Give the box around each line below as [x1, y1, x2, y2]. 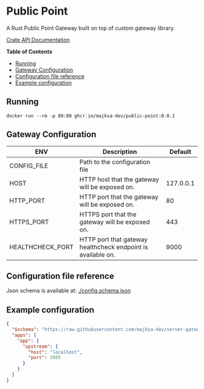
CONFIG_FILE [9, 161, 49, 170]
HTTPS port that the [79, 210, 137, 218]
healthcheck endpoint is [79, 243, 148, 251]
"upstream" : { [22, 343, 59, 349]
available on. [79, 250, 115, 259]
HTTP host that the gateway [79, 175, 160, 184]
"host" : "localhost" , [28, 349, 83, 355]
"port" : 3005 [28, 354, 61, 361]
